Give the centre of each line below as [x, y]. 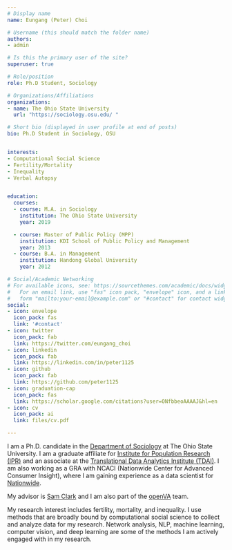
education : [23, 197]
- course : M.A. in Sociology [55, 209]
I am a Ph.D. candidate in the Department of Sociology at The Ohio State [110, 446]
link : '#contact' [38, 324]
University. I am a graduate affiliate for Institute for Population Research [109, 454]
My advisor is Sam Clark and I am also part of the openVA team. [98, 496]
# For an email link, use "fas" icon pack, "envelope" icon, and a [109, 292]
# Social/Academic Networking [51, 279]
